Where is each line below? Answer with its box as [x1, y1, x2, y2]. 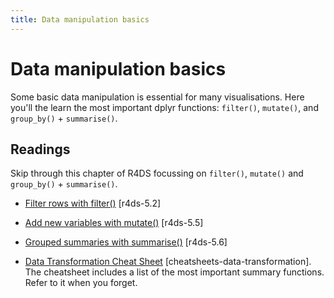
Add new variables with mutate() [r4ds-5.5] [24, 217, 204, 229]
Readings [10, 141, 71, 158]
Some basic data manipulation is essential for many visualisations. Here [10, 91, 305, 103]
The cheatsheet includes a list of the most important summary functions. [24, 266, 325, 278]
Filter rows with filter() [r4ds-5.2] [24, 197, 162, 210]
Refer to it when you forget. [24, 277, 138, 289]
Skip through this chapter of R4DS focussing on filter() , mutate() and [10, 167, 304, 180]
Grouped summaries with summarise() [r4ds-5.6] [24, 236, 228, 248]
